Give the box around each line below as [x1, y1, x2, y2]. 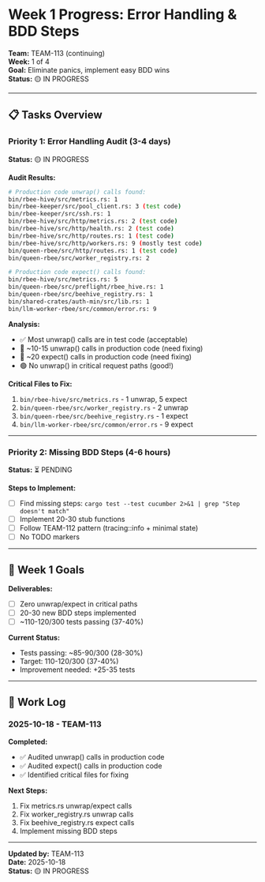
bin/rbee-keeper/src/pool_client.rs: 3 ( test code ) [8, 203, 181, 211]
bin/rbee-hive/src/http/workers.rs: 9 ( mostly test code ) [8, 239, 203, 247]
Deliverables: [8, 584, 53, 593]
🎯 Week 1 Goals [8, 563, 85, 576]
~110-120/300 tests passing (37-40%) [19, 617, 144, 627]
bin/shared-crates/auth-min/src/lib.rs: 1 [8, 298, 150, 306]
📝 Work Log [8, 695, 66, 708]
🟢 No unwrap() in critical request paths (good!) [19, 361, 174, 370]
